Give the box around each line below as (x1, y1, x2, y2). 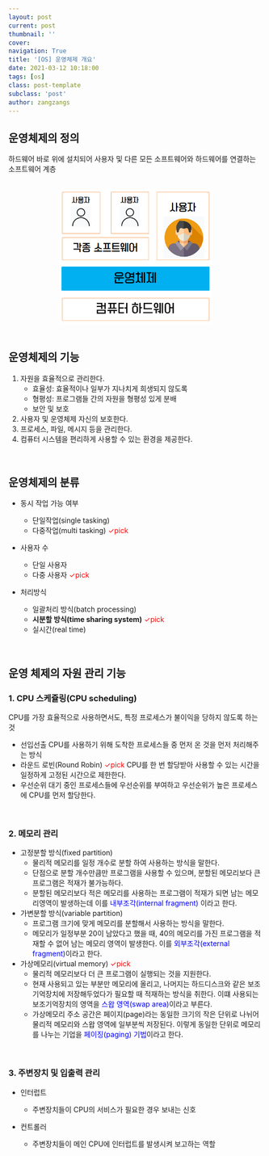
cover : (8, 39, 31, 47)
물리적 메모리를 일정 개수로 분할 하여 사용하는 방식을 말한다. (32, 858, 221, 868)
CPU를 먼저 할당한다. (28, 790, 96, 800)
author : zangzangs (8, 98, 70, 107)
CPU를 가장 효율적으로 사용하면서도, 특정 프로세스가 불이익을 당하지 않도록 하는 (8, 713, 258, 722)
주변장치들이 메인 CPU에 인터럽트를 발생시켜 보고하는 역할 (32, 1139, 216, 1149)
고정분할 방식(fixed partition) (19, 848, 113, 858)
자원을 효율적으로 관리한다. (19, 373, 105, 383)
